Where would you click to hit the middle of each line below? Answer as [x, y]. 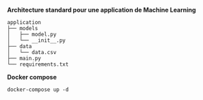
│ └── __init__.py [37, 40]
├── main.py [24, 58]
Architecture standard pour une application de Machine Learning [102, 10]
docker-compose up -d [38, 90]
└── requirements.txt [38, 64]
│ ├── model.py [32, 34]
